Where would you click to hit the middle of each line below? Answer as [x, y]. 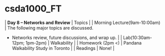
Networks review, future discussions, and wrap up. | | [67, 37]
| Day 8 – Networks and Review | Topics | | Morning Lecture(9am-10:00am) [82, 22]
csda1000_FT [33, 9]
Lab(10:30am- [137, 37]
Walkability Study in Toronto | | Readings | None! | [63, 48]
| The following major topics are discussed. [49, 27]
